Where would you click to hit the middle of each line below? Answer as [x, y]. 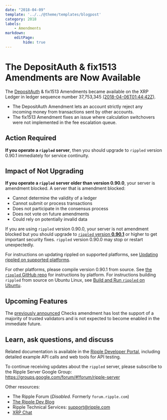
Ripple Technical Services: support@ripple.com [61, 407]
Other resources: [22, 387]
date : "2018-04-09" [25, 10]
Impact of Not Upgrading [44, 171]
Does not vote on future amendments [51, 214]
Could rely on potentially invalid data [50, 219]
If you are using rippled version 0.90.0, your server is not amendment [77, 229]
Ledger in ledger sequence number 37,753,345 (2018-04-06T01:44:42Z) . [81, 97]
